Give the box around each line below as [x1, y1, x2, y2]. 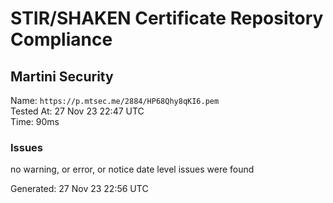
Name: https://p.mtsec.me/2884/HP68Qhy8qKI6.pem [10, 95, 220, 106]
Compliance [10, 28, 113, 51]
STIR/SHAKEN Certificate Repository [10, 7, 324, 30]
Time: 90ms [10, 116, 60, 127]
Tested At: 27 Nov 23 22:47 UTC [10, 105, 145, 117]
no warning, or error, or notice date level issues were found [10, 163, 255, 176]
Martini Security [10, 68, 114, 85]
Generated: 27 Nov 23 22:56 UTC [10, 183, 149, 195]
